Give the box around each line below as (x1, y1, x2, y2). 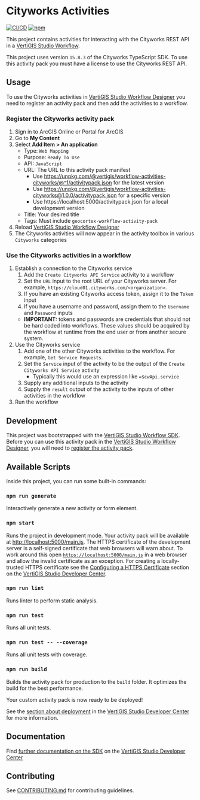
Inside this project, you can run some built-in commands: (6, 477, 146, 484)
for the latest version (113, 179, 164, 186)
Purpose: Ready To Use (23, 154, 80, 161)
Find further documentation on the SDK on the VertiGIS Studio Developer (6, 747, 186, 754)
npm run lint (6, 585, 44, 592)
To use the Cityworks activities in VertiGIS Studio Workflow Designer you (6, 93, 186, 100)
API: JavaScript (23, 160, 63, 167)
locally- (161, 557, 180, 564)
